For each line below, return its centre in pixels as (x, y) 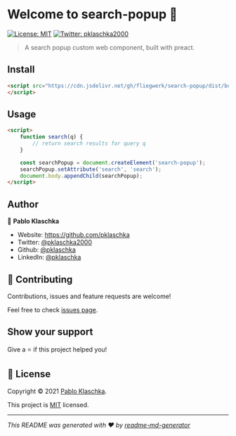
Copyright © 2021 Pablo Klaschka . (57, 391)
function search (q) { (51, 137)
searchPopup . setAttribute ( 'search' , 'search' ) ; (91, 169)
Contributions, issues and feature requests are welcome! (89, 296)
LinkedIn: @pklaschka (49, 257)
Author (23, 204)
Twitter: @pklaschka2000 (55, 243)
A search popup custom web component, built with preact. (110, 47)
